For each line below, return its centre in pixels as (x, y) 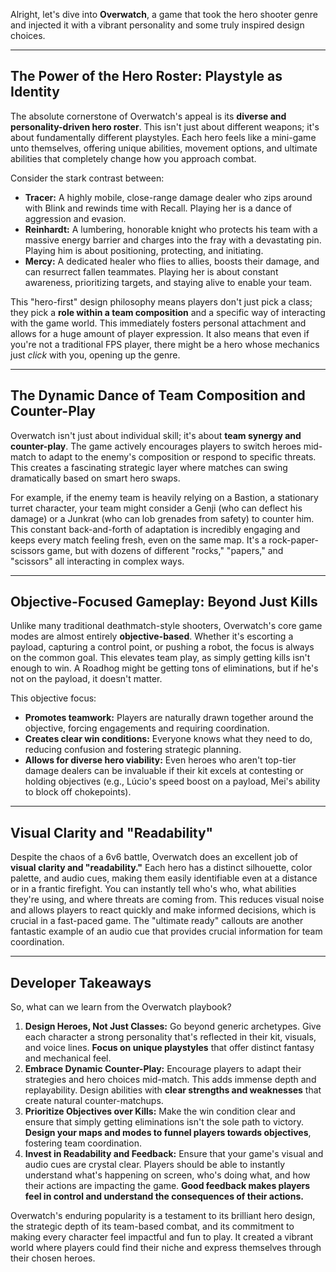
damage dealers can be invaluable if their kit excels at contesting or (164, 771)
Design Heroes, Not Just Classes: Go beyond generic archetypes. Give (173, 1026)
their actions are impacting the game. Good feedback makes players (167, 1186)
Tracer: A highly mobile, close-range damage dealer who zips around (168, 197)
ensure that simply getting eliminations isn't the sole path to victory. (164, 1122)
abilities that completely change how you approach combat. (133, 158)
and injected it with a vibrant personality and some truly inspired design (157, 25)
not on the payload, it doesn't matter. (86, 679)
